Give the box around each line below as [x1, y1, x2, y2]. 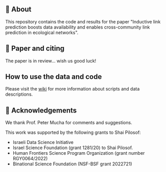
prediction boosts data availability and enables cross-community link [5, 24, 150, 30]
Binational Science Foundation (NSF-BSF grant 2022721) [12, 161, 132, 167]
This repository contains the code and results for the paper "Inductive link [5, 18, 161, 24]
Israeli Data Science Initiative [12, 139, 74, 146]
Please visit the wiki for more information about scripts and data [5, 86, 140, 92]
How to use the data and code [5, 72, 102, 81]
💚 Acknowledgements [5, 106, 77, 114]
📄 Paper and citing [5, 44, 65, 53]
